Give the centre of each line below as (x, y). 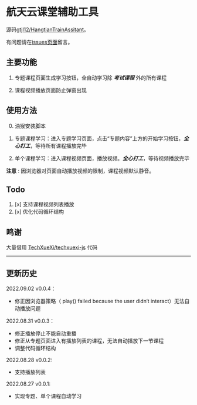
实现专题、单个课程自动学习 (48, 396)
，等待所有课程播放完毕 (58, 145)
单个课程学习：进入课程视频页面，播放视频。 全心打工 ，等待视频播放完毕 (102, 158)
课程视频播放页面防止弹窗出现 (50, 90)
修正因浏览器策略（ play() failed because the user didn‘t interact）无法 (99, 301)
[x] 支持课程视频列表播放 (44, 204)
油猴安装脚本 (30, 126)
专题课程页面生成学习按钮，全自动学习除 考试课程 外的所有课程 (91, 78)
